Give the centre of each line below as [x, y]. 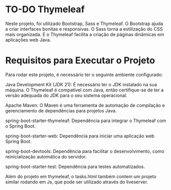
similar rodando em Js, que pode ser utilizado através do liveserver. [77, 182]
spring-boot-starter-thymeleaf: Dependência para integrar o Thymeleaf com [86, 121]
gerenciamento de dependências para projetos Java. [61, 110]
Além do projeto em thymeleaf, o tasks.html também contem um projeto [81, 176]
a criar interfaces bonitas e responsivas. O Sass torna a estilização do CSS [84, 29]
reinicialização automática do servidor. [46, 156]
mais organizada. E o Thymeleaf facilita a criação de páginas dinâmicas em [85, 34]
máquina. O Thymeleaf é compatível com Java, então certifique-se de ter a [84, 90]
